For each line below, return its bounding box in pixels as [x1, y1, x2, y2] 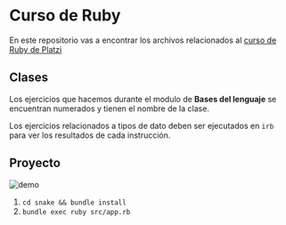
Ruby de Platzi [9, 44, 62, 54]
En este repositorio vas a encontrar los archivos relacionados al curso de [9, 35, 277, 45]
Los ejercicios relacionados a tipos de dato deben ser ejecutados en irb [9, 120, 274, 131]
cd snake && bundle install [21, 197, 127, 207]
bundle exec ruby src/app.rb [21, 207, 131, 216]
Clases [9, 70, 49, 85]
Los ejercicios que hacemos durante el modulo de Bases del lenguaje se [9, 93, 277, 104]
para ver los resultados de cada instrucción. [9, 130, 171, 141]
